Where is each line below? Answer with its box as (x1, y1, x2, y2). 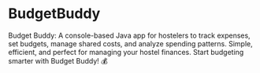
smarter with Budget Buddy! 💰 (8, 56, 108, 65)
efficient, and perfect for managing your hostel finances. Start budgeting (8, 47, 244, 57)
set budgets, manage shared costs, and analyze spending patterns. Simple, (8, 38, 254, 48)
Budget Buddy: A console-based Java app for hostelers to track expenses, (8, 31, 251, 40)
